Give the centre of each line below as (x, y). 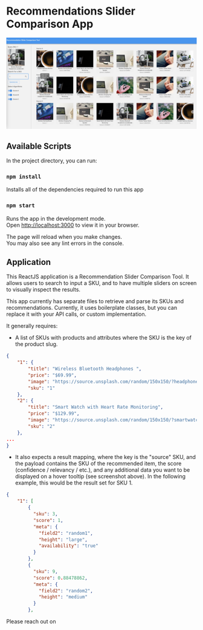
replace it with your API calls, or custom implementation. (76, 314)
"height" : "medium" (63, 597)
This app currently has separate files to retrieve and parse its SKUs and (95, 301)
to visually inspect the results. (43, 290)
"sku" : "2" (42, 426)
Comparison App (50, 24)
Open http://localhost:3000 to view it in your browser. (73, 225)
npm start (21, 206)
